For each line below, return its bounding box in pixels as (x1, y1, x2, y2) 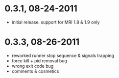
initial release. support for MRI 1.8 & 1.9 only (11, 19, 100, 25)
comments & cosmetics (11, 68, 59, 74)
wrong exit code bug (11, 63, 54, 69)
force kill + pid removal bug (11, 57, 67, 64)
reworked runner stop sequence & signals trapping (11, 52, 115, 58)
